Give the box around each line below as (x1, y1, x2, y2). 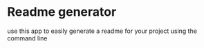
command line (7, 34, 48, 42)
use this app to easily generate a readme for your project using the (7, 27, 197, 35)
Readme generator (7, 4, 117, 20)
